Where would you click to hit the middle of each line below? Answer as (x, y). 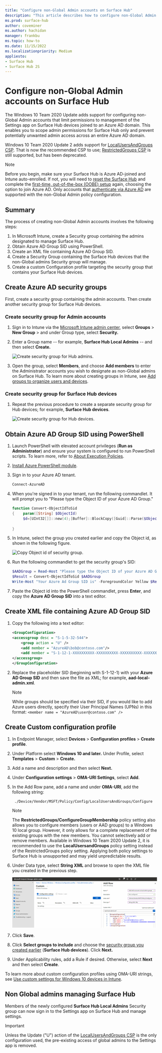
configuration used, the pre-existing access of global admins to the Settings (81, 1040)
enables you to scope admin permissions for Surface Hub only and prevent (80, 130)
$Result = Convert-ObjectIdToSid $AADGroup (56, 577)
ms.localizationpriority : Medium (39, 51)
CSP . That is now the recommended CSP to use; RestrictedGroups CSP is (78, 150)
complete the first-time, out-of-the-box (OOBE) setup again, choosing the (78, 184)
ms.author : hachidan (26, 31)
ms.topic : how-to (22, 41)
